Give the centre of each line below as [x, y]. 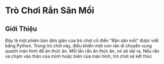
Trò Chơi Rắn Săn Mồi [50, 11]
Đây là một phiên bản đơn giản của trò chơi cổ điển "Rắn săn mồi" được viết [82, 40]
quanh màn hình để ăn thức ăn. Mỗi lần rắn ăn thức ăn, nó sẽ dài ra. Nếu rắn [82, 51]
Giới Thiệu [21, 29]
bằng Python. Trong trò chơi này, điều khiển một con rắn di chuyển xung [79, 46]
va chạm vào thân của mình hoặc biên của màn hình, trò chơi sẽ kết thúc [79, 56]
